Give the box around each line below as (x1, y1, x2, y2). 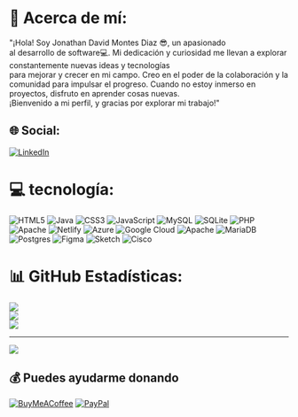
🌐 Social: (9, 123, 60, 138)
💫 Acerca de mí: (9, 8, 128, 28)
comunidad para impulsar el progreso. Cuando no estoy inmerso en (9, 79, 256, 89)
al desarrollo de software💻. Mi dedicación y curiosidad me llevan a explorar (9, 47, 287, 58)
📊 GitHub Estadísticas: (9, 266, 184, 286)
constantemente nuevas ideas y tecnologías (9, 59, 170, 70)
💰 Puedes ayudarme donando (9, 371, 179, 386)
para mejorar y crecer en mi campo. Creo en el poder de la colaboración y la (9, 69, 288, 80)
